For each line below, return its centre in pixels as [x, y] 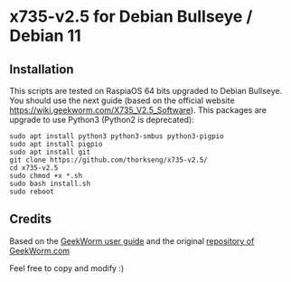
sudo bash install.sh [50, 183]
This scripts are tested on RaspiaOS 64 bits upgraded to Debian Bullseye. [146, 91]
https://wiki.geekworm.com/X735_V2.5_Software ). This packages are [138, 110]
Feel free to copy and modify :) [67, 268]
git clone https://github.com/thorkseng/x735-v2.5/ [108, 160]
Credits [31, 219]
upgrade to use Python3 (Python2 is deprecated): [102, 120]
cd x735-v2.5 [34, 168]
